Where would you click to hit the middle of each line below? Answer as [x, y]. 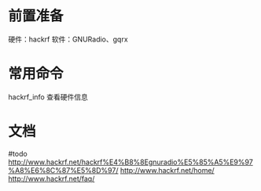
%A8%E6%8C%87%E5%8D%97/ [63, 170]
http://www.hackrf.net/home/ [167, 170]
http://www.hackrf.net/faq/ [51, 178]
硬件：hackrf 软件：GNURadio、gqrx [68, 39]
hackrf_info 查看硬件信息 [48, 97]
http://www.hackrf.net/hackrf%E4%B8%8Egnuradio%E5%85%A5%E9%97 [130, 162]
